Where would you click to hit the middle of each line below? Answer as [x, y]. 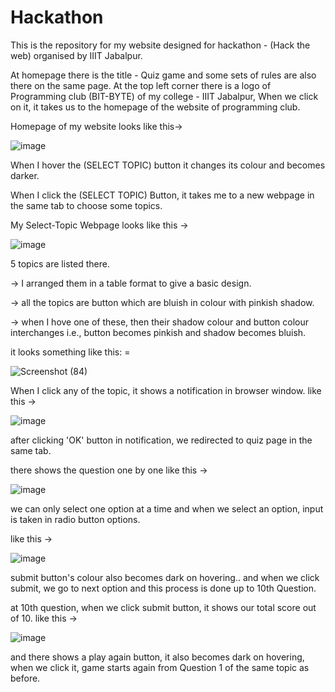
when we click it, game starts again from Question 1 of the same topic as [160, 667]
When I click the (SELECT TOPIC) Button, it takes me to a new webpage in [162, 195]
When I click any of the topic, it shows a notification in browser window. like [166, 390]
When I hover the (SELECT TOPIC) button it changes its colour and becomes [168, 165]
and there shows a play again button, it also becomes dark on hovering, [157, 657]
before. [25, 678]
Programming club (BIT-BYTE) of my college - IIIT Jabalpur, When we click [164, 96]
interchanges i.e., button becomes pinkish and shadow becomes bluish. [158, 332]
